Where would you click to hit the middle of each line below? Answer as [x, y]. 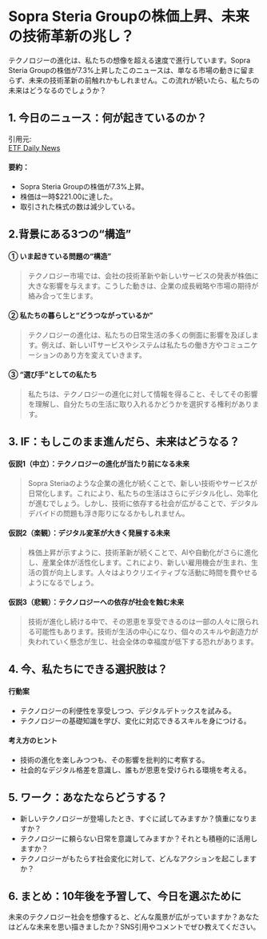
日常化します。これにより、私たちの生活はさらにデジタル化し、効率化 [143, 493]
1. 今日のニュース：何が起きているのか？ [108, 118]
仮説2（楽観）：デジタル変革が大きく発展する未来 [89, 533]
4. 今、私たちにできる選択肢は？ [88, 669]
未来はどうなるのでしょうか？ [57, 90]
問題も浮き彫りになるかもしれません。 [126, 513]
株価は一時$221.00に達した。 [68, 196]
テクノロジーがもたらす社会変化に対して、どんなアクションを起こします [138, 858]
